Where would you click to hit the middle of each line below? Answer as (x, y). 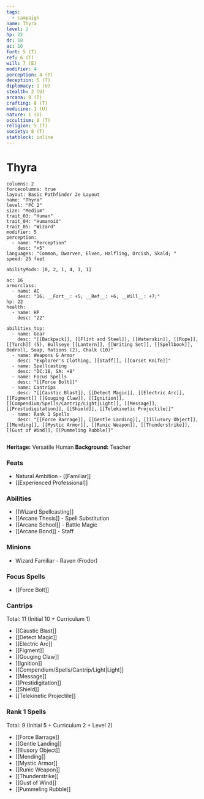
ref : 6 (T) (20, 58)
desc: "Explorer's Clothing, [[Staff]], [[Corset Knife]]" (94, 361)
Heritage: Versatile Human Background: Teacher (69, 447)
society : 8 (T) (26, 132)
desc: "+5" (31, 248)
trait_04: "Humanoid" (34, 221)
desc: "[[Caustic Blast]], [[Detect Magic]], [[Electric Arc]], (101, 392)
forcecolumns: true (31, 189)
